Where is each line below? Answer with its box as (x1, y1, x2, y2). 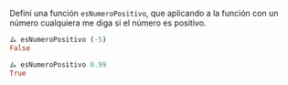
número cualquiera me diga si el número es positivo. (9, 17, 207, 28)
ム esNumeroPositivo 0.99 (9, 59, 107, 69)
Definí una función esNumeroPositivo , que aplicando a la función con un (9, 8, 279, 18)
